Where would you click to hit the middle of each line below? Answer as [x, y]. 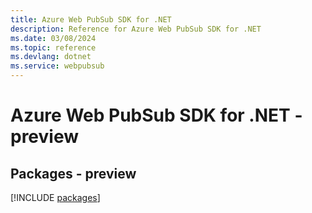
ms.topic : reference [53, 47]
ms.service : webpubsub [57, 66]
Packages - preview [73, 173]
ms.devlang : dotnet [51, 57]
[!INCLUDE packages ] [55, 197]
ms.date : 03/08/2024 [53, 38]
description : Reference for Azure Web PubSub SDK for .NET [136, 29]
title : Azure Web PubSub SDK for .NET [91, 19]
